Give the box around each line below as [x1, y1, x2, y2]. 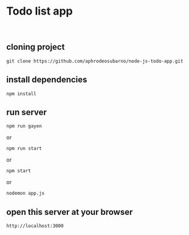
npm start [6, 168, 32, 174]
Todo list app [6, 4, 73, 18]
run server [6, 107, 47, 117]
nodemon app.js [6, 190, 45, 197]
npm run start [6, 146, 43, 152]
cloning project [6, 42, 65, 52]
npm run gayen [6, 123, 43, 129]
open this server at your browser [6, 206, 133, 217]
